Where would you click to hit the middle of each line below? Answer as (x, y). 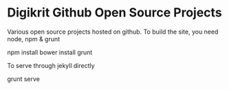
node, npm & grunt (34, 38)
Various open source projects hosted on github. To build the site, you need (113, 32)
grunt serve (23, 79)
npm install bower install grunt (50, 52)
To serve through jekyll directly (51, 65)
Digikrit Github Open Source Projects (115, 13)
